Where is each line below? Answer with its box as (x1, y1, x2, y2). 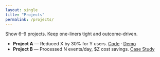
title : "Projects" (5, 12, 45, 17)
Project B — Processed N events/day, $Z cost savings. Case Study (12, 46, 155, 52)
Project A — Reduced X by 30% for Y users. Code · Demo (12, 41, 136, 47)
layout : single (5, 7, 38, 13)
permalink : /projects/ (5, 17, 54, 22)
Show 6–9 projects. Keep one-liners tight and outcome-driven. (5, 31, 138, 37)
